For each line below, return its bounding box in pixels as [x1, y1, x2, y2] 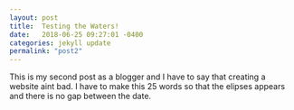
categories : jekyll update [9, 38, 111, 48]
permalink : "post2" [9, 47, 83, 56]
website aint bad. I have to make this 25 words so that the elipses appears [9, 81, 286, 92]
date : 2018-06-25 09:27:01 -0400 [9, 30, 144, 39]
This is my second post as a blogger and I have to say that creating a [9, 71, 266, 82]
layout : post [9, 13, 59, 23]
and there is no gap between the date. [9, 91, 152, 102]
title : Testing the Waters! [9, 22, 119, 31]
